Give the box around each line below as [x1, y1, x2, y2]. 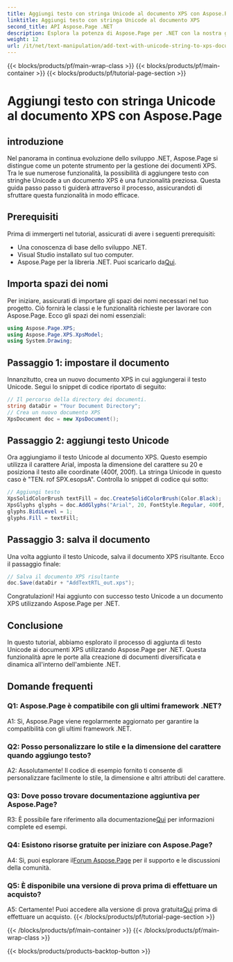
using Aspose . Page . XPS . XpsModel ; [7, 331, 104, 338]
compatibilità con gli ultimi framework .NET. [7, 724, 132, 733]
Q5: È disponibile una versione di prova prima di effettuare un [7, 881, 218, 890]
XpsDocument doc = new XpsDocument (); [7, 415, 119, 423]
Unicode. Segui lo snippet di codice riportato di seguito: [7, 383, 166, 391]
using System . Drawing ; [7, 338, 73, 345]
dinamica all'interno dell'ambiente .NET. [7, 660, 121, 669]
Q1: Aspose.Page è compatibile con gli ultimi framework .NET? [7, 701, 222, 711]
